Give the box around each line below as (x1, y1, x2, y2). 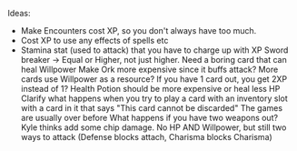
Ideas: (7, 8, 31, 18)
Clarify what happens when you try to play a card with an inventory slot (20, 93, 289, 104)
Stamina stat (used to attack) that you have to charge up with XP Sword (20, 45, 289, 55)
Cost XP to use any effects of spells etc (20, 35, 169, 45)
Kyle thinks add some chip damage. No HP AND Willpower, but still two (20, 122, 287, 133)
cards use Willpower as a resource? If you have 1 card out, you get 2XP (20, 74, 287, 85)
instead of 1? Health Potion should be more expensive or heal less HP (20, 84, 281, 94)
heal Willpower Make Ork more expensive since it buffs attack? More (20, 64, 279, 75)
